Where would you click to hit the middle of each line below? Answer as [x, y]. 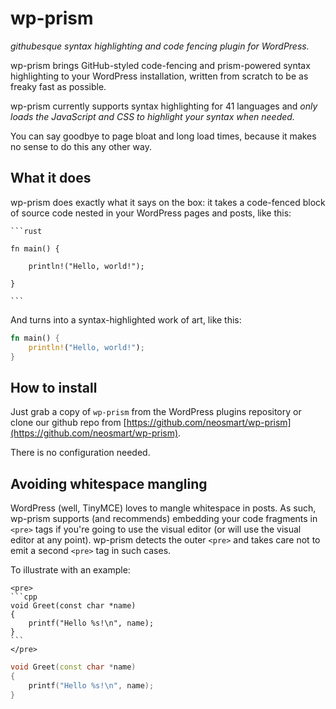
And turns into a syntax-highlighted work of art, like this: [126, 319]
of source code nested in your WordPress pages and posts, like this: [151, 213]
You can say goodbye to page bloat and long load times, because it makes [163, 136]
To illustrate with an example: [70, 570]
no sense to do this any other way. [81, 146]
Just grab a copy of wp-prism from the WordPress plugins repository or [156, 412]
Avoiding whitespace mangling [109, 483]
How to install [54, 387]
